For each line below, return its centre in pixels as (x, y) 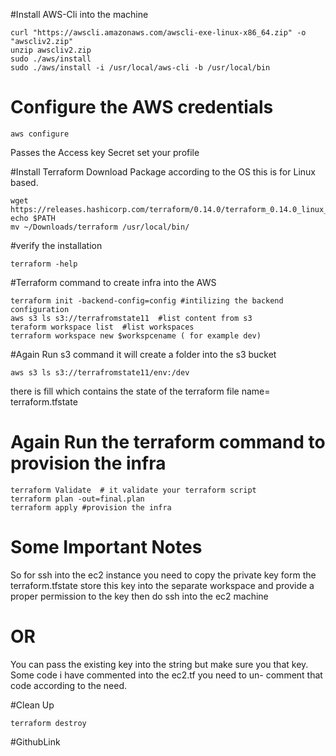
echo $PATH (33, 218)
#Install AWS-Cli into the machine (79, 14)
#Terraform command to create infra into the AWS (113, 282)
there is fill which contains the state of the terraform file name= (140, 391)
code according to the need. (69, 685)
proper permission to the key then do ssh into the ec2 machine (139, 596)
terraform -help (44, 264)
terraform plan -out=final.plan (77, 499)
